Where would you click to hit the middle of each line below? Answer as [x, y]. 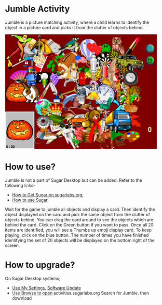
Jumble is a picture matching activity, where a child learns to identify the [77, 22]
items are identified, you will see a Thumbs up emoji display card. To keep [78, 230]
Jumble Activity [37, 9]
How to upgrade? [40, 265]
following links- [20, 185]
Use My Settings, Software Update [46, 288]
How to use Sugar [30, 200]
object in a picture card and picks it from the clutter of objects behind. [74, 27]
